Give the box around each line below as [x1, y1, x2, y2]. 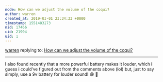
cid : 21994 [5, 29, 27, 34]
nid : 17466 [5, 25, 27, 30]
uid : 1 [5, 34, 18, 39]
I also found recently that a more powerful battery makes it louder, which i [5, 61, 153, 67]
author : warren [5, 12, 36, 16]
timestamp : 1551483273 [5, 20, 51, 26]
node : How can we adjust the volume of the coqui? [5, 7, 110, 12]
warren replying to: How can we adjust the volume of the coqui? [5, 47, 133, 53]
